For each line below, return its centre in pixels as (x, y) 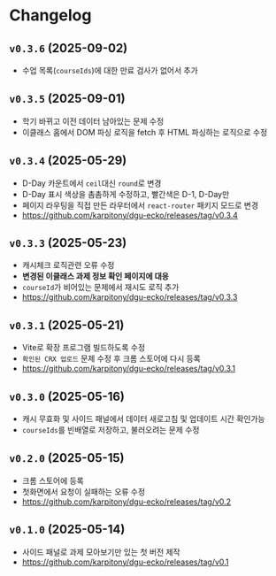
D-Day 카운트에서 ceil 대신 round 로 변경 (92, 183)
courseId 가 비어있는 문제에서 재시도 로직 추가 (100, 288)
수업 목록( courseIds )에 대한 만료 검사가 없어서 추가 (110, 70)
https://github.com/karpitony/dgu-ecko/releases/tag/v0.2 (126, 502)
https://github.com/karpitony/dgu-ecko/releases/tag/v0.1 (125, 562)
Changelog (50, 15)
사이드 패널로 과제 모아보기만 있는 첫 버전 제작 (101, 552)
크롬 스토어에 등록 (53, 480)
